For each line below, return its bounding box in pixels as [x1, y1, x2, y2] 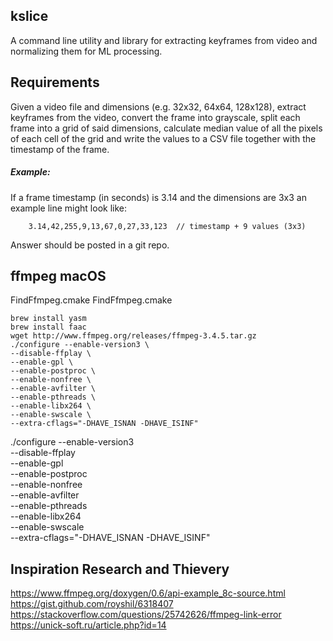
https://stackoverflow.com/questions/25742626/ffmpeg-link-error [10, 609, 282, 621]
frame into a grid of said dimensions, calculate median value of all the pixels [10, 122, 323, 134]
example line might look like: [10, 202, 128, 214]
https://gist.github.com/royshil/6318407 [10, 598, 174, 610]
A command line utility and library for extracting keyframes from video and [10, 34, 318, 46]
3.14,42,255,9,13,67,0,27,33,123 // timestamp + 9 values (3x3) [28, 221, 307, 231]
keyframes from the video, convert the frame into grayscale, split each [10, 111, 301, 123]
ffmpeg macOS [10, 267, 107, 284]
